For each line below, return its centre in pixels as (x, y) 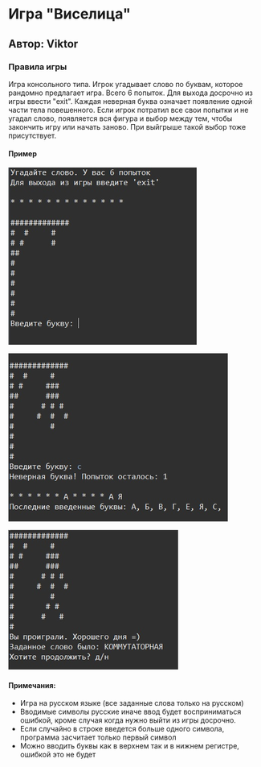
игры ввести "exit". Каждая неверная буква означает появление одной (130, 101)
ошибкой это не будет (58, 755)
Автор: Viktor (43, 44)
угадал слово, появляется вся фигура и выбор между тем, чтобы (120, 118)
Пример (23, 154)
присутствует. (33, 135)
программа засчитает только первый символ (98, 737)
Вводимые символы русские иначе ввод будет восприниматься (130, 712)
